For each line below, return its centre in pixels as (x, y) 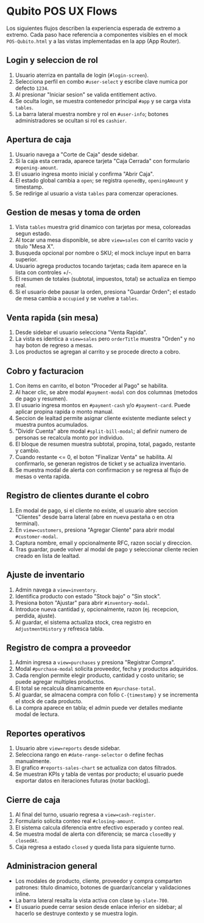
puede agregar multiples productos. (60, 682)
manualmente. (33, 761)
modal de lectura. (37, 714)
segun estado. (33, 234)
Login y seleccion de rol (52, 60)
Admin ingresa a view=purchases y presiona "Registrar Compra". (95, 662)
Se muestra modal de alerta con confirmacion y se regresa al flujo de (102, 470)
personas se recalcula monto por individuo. (69, 437)
